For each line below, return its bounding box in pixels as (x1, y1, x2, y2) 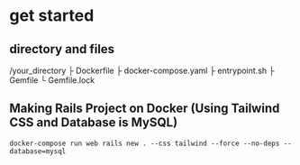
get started (9, 5, 95, 26)
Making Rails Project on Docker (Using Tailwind (9, 101, 280, 116)
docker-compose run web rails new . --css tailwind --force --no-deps (9, 139, 280, 148)
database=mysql (9, 146, 67, 156)
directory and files (9, 41, 115, 57)
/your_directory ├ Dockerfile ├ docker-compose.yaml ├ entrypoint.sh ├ (9, 65, 275, 76)
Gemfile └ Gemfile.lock (9, 75, 95, 86)
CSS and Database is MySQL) (9, 115, 178, 131)
